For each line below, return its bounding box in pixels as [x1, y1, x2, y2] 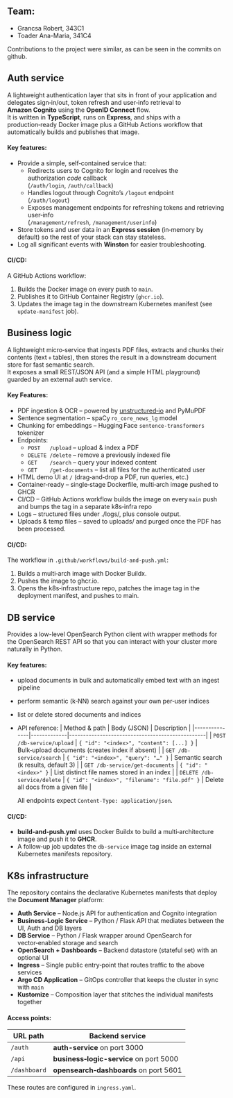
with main [17, 983, 44, 992]
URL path [12, 1031, 44, 1041]
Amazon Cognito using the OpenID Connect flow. [7, 106, 150, 114]
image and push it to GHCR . [17, 835, 97, 843]
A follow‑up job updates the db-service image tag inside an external [17, 842, 212, 851]
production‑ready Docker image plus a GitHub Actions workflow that [7, 120, 203, 128]
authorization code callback [27, 174, 107, 182]
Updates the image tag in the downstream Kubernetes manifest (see [17, 300, 213, 308]
